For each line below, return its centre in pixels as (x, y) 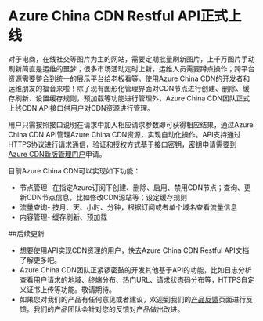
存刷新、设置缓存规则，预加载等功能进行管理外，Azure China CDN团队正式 (129, 98)
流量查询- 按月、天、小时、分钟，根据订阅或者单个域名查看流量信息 (128, 207)
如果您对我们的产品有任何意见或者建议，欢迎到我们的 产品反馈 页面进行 (133, 299)
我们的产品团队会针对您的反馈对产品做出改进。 (109, 309)
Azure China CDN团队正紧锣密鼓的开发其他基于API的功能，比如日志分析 (135, 270)
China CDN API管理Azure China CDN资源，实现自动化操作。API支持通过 (124, 134)
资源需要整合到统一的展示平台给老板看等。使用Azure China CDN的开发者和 (129, 78)
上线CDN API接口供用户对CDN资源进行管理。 (81, 108)
